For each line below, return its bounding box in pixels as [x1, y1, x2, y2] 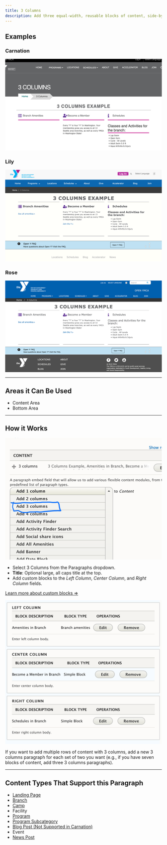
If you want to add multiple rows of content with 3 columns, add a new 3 [5, 749, 153, 755]
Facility [12, 808, 27, 814]
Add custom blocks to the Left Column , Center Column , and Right [12, 575, 147, 581]
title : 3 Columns [5, 8, 41, 13]
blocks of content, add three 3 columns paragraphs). [5, 760, 113, 766]
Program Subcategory [12, 819, 58, 825]
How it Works [5, 424, 48, 433]
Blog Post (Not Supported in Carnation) [12, 824, 93, 830]
